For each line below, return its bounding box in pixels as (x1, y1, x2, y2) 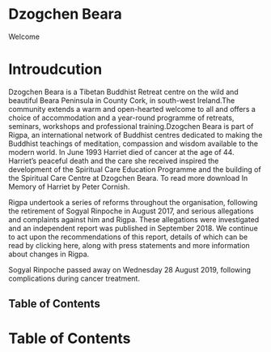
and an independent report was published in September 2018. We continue (8, 223, 259, 233)
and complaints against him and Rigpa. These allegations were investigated (8, 214, 260, 224)
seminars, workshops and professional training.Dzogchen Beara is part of (8, 121, 254, 131)
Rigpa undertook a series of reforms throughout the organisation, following (8, 197, 258, 207)
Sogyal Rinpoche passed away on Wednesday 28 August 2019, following (8, 264, 252, 274)
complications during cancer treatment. (8, 273, 140, 283)
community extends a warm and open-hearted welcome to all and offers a (8, 104, 256, 114)
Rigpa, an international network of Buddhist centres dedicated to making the (8, 130, 263, 140)
